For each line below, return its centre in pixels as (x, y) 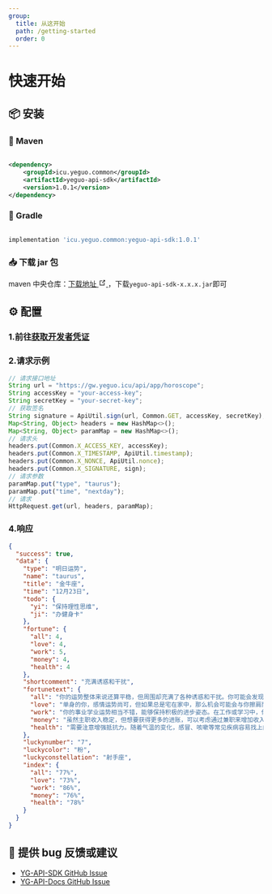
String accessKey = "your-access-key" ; (76, 393)
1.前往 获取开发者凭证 (49, 337)
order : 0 (30, 39)
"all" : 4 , (46, 637)
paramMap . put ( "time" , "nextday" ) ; (67, 491)
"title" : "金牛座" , (54, 584)
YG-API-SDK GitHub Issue (64, 873)
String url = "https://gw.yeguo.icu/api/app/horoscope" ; (106, 386)
